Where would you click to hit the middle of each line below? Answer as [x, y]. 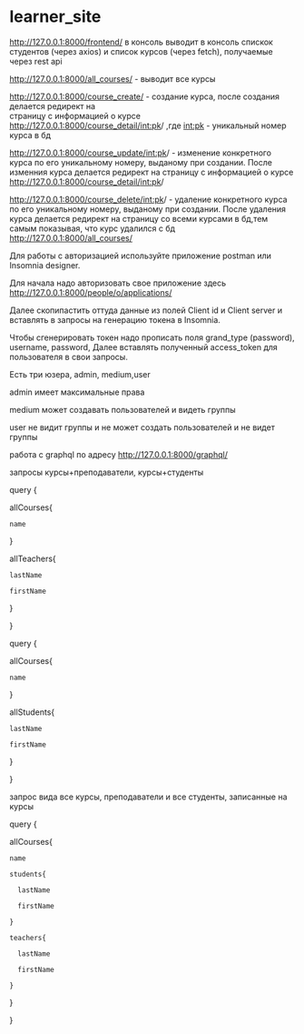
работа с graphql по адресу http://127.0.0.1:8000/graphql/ [119, 454]
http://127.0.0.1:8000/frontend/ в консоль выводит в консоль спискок [142, 42]
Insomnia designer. [45, 265]
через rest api [36, 61]
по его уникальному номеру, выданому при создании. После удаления [148, 209]
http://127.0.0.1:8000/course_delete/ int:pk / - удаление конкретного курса [148, 199]
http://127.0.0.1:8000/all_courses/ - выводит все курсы [113, 78]
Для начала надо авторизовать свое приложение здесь [118, 283]
